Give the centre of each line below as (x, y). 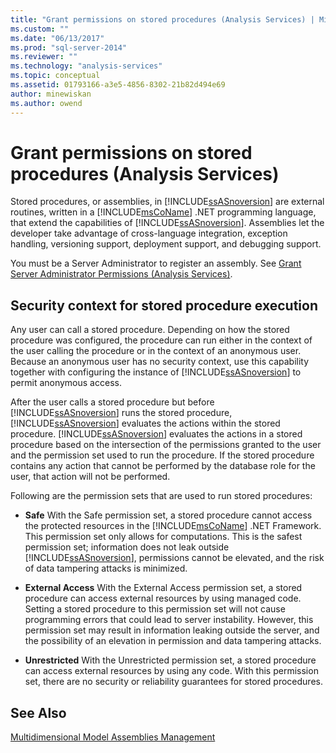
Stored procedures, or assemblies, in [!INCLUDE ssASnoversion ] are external (167, 202)
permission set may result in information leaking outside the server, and (172, 630)
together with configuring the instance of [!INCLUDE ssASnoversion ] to (156, 372)
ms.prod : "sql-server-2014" (69, 47)
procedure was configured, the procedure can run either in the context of (161, 340)
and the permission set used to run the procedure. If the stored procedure (162, 455)
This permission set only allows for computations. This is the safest (163, 537)
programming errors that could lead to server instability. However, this (169, 620)
